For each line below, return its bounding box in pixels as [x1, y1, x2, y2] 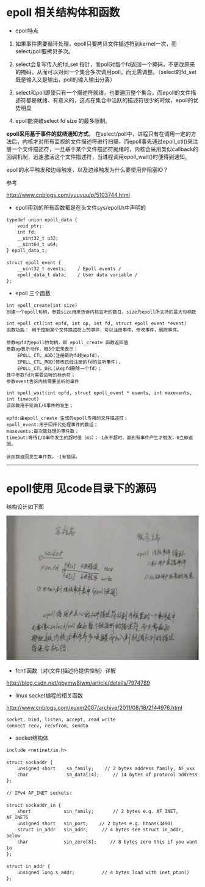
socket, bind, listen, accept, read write [6, 716, 116, 723]
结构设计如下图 [6, 502, 44, 510]
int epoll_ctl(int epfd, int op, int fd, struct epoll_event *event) [6, 320, 187, 326]
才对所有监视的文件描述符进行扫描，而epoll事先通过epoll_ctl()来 [32, 138, 193, 145]
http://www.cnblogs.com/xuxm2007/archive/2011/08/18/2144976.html [6, 704, 182, 711]
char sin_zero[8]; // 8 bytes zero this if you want [17, 839, 198, 845]
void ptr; [17, 223, 43, 229]
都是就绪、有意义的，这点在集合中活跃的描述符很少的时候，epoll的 [26, 96, 193, 104]
